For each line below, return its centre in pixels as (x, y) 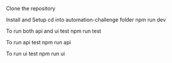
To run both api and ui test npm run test (54, 31)
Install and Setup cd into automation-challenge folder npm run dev (86, 20)
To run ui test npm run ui (36, 54)
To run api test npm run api (39, 42)
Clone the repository (31, 8)
